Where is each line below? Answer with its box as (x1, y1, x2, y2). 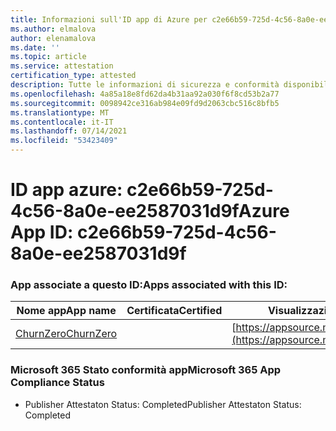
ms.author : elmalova (10, 24, 97, 34)
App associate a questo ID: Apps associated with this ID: (10, 278, 288, 292)
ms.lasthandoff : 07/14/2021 (10, 126, 128, 136)
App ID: (10, 221, 74, 244)
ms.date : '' (10, 42, 60, 53)
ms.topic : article (10, 52, 87, 62)
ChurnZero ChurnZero (15, 327, 118, 341)
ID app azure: (10, 179, 123, 201)
